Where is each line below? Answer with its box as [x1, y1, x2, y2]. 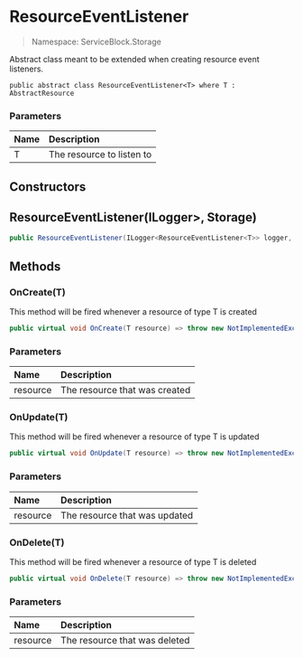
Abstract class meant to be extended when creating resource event [9, 53, 260, 64]
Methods [9, 258, 61, 274]
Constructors [9, 179, 87, 194]
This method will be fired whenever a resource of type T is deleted [9, 556, 257, 567]
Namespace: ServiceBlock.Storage [31, 36, 162, 47]
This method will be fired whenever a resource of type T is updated [9, 431, 260, 442]
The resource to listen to [48, 148, 152, 161]
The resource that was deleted [60, 634, 190, 647]
